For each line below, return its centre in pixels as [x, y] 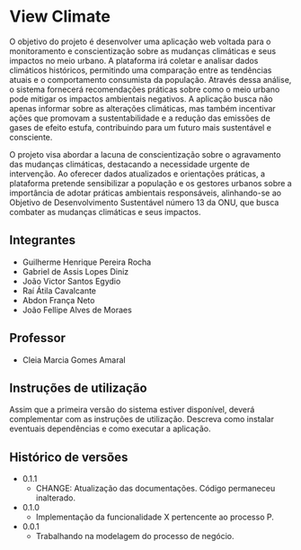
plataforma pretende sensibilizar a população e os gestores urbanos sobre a [150, 183]
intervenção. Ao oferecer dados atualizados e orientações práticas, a [137, 174]
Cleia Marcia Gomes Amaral [74, 360]
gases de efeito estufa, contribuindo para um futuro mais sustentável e [141, 127]
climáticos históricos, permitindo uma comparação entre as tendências [141, 70]
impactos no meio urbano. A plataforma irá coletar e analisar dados [134, 60]
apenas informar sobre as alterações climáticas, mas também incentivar [142, 108]
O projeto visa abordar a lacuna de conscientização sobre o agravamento [145, 154]
